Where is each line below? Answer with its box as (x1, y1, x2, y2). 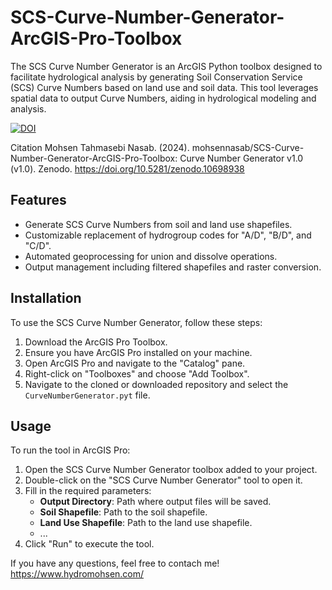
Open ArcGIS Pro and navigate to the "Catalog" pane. (24, 357, 246, 369)
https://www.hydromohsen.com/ (10, 568, 145, 580)
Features (10, 192, 67, 209)
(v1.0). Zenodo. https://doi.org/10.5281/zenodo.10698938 (10, 162, 245, 175)
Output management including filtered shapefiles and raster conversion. (24, 261, 322, 273)
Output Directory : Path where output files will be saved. (39, 496, 272, 508)
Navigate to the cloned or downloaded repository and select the (24, 378, 289, 390)
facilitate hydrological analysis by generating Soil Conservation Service (10, 71, 303, 83)
